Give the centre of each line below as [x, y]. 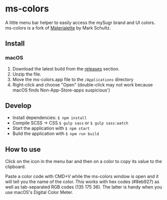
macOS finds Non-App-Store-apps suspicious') [61, 90]
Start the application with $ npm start [51, 128]
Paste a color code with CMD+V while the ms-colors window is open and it [82, 176]
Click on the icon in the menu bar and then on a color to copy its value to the [83, 161]
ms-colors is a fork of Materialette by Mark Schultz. [58, 27]
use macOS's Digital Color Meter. [39, 192]
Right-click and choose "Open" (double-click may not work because [83, 84]
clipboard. [15, 167]
